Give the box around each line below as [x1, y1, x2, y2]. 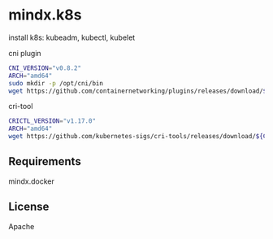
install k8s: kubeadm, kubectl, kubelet [8, 33, 136, 42]
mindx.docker [8, 176, 54, 186]
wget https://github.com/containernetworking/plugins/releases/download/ [8, 87, 264, 95]
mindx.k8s [8, 6, 82, 24]
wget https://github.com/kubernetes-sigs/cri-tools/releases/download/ [8, 133, 256, 141]
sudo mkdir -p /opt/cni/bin [8, 79, 104, 87]
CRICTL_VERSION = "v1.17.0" [8, 117, 96, 125]
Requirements [8, 154, 81, 168]
